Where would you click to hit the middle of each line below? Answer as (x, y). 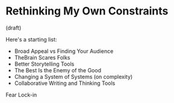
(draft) (14, 28)
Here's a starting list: (31, 39)
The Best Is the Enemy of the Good (58, 70)
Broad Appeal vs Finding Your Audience (64, 51)
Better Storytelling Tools (44, 64)
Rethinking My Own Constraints (87, 11)
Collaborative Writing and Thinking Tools (65, 83)
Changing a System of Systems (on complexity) (73, 76)
